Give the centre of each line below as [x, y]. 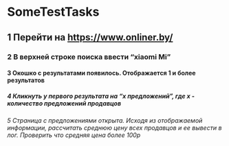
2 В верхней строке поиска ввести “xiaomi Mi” [89, 57]
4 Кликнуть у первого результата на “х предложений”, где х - [101, 96]
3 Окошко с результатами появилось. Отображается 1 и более [101, 73]
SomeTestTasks [53, 12]
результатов [26, 80]
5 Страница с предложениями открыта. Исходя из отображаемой [105, 121]
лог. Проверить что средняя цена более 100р [74, 135]
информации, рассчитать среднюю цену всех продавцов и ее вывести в [115, 128]
